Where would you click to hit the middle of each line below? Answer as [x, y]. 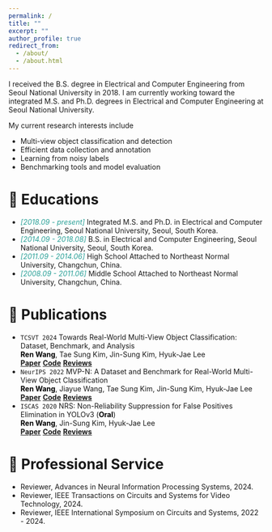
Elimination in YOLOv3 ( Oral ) [68, 414]
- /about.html [39, 61]
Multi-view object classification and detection [96, 141]
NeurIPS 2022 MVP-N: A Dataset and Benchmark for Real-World [126, 371]
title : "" [25, 23]
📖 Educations [54, 200]
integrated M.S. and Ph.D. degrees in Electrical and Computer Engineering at [136, 101]
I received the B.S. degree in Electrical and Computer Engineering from [127, 84]
